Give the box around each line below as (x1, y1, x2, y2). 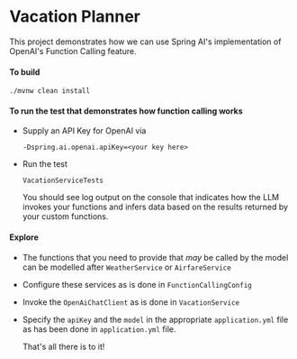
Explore (9, 232, 39, 243)
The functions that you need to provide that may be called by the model (22, 252, 289, 262)
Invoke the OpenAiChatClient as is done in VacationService (22, 296, 240, 308)
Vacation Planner (9, 6, 141, 27)
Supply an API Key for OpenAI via (22, 125, 147, 136)
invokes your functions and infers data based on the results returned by (22, 201, 289, 213)
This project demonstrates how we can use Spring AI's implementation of (9, 36, 282, 47)
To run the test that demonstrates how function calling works (9, 106, 243, 116)
